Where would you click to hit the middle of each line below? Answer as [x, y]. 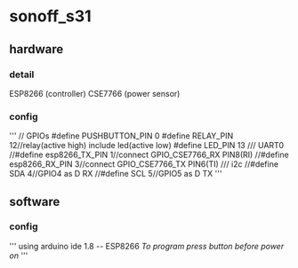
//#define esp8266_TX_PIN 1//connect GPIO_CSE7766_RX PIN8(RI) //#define [149, 155]
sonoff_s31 [50, 16]
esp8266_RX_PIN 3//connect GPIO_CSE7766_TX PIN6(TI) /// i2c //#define [144, 164]
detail [22, 75]
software [35, 201]
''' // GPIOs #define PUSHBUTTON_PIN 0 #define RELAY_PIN [121, 136]
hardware [36, 49]
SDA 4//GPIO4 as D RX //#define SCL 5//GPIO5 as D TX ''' [116, 174]
